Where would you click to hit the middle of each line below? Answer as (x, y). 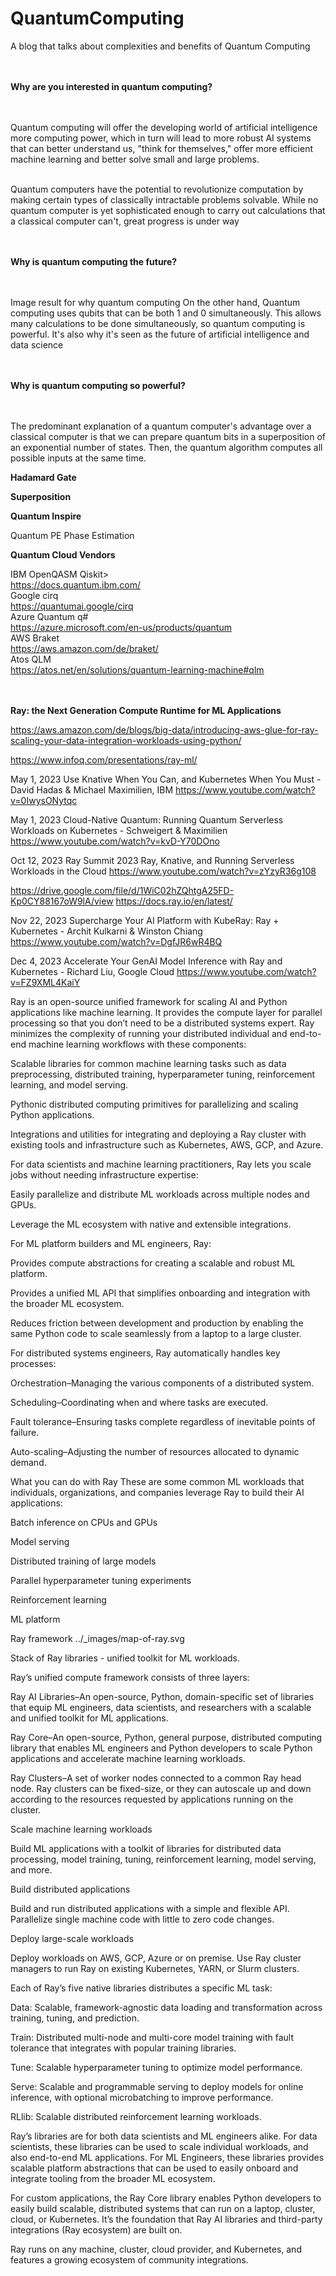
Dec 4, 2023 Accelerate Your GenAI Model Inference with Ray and (146, 961)
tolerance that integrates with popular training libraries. (123, 2048)
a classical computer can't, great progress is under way (125, 221)
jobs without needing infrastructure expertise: (104, 1174)
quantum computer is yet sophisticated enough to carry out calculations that (168, 210)
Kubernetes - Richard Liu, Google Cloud (92, 971)
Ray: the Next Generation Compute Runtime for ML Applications (146, 710)
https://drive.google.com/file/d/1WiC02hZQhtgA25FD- (122, 890)
